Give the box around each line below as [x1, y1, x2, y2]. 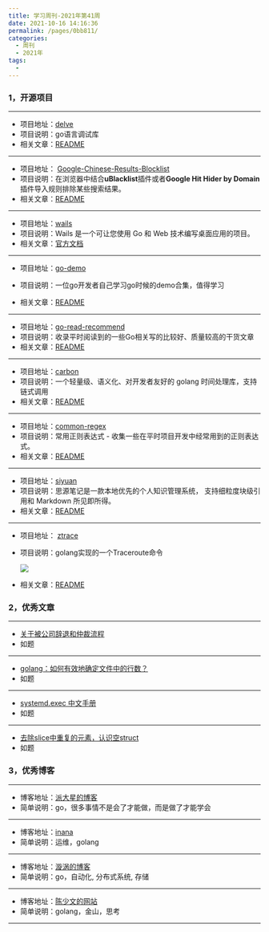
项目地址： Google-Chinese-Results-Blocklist [19, 164, 170, 173]
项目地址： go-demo [19, 263, 86, 273]
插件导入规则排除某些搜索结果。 [19, 184, 126, 193]
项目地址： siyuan [19, 476, 78, 486]
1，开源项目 [8, 92, 54, 103]
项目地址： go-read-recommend [19, 322, 126, 332]
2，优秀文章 [8, 601, 55, 613]
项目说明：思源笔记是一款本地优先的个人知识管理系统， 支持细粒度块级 [19, 486, 254, 496]
